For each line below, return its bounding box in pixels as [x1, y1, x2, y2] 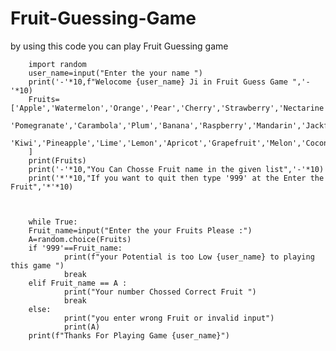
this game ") [10, 260, 65, 271]
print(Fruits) [28, 155, 87, 166]
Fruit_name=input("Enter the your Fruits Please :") [28, 225, 253, 236]
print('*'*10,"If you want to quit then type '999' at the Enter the [28, 173, 325, 183]
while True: [28, 217, 78, 227]
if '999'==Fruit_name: [28, 243, 123, 253]
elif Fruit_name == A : [28, 278, 128, 288]
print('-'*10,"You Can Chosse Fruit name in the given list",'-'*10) [28, 164, 325, 174]
